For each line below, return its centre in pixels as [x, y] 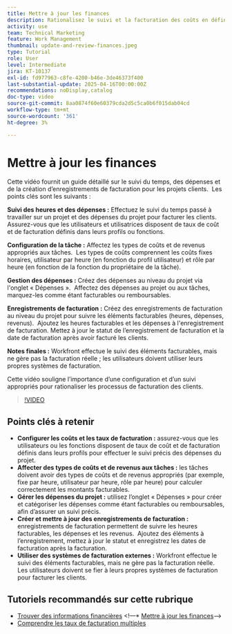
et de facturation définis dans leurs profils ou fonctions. [86, 232]
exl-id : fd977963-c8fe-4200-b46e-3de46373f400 [75, 78]
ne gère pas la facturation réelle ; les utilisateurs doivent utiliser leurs [105, 359]
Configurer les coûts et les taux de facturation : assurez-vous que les [118, 438]
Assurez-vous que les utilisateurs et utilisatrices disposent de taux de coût [113, 224]
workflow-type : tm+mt [38, 110]
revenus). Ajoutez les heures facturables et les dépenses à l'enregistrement [116, 323]
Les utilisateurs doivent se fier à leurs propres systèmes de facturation [117, 571]
